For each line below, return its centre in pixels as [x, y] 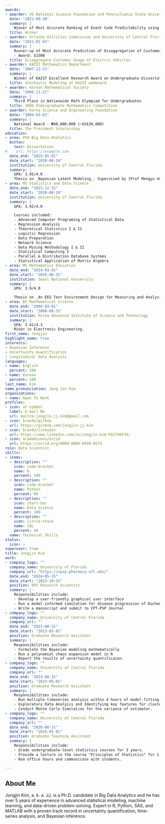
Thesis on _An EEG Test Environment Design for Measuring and [79, 297]
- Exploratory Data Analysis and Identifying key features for [80, 704]
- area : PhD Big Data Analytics [38, 138]
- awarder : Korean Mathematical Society [47, 87]
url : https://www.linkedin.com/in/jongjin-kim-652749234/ [70, 434]
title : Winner [24, 32]
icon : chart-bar [31, 503]
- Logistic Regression [37, 233]
